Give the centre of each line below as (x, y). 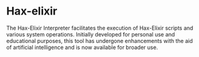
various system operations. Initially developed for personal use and (91, 34)
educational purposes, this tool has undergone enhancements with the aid (100, 41)
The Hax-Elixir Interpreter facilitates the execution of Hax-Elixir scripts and (100, 28)
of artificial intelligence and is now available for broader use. (82, 47)
